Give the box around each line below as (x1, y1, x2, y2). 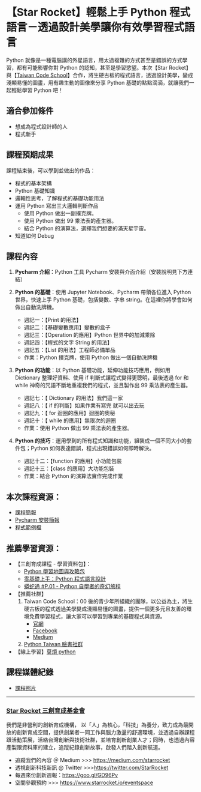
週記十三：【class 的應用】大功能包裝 (23, 465, 115, 472)
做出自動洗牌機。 (14, 304, 57, 311)
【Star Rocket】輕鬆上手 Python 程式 (6, 5, 191, 19)
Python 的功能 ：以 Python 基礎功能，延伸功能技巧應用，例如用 (14, 367, 170, 374)
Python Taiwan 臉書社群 (23, 641, 83, 647)
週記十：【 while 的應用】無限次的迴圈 (23, 417, 117, 424)
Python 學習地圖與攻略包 (23, 568, 86, 575)
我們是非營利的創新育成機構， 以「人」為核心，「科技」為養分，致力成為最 (6, 721, 188, 728)
